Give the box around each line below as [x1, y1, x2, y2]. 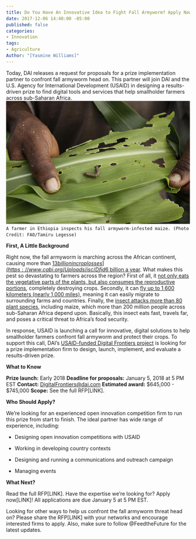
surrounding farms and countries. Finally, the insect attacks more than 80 [6, 297, 183, 304]
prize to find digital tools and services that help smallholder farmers [22, 88, 185, 95]
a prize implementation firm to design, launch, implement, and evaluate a [6, 346, 181, 352]
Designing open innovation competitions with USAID [14, 434, 141, 440]
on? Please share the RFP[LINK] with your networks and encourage [6, 514, 168, 521]
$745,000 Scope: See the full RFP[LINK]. [6, 387, 105, 394]
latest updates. [6, 527, 42, 533]
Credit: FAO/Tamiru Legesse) [6, 232, 77, 238]
